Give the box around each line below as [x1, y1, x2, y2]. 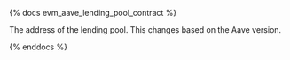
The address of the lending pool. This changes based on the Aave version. [9, 25, 282, 34]
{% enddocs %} [9, 41, 68, 52]
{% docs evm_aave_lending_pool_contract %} [9, 8, 177, 18]
